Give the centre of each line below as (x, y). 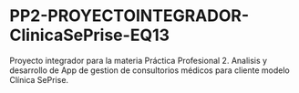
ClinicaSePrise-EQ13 (90, 35)
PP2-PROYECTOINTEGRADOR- (129, 16)
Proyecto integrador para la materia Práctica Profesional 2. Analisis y (138, 60)
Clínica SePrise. (39, 79)
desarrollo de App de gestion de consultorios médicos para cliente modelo (149, 70)
